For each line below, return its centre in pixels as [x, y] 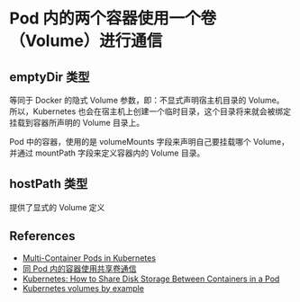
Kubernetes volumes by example [83, 288]
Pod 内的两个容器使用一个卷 [113, 18]
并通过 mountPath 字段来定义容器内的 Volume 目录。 [107, 153]
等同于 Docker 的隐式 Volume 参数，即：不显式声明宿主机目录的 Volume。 [147, 100]
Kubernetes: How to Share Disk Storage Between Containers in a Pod [151, 279]
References [42, 236]
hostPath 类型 [49, 184]
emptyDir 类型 [50, 77]
